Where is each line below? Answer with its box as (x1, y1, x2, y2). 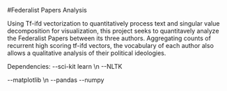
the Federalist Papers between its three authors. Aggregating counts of (7, 34, 211, 42)
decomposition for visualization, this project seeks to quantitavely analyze (7, 27, 219, 35)
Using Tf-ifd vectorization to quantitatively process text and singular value (7, 19, 220, 27)
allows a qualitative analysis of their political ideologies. (7, 49, 166, 57)
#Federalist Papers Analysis (7, 6, 87, 14)
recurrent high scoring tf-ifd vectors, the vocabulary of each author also (7, 42, 214, 49)
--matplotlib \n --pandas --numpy (7, 76, 104, 84)
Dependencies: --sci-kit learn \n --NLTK (7, 63, 123, 70)
